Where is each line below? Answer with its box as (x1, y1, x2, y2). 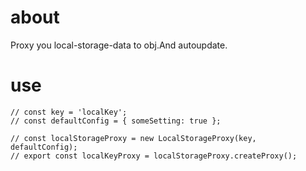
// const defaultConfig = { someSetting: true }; (10, 116, 222, 126)
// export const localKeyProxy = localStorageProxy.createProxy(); (10, 151, 298, 161)
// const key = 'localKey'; (10, 107, 128, 117)
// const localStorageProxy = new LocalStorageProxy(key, (10, 133, 257, 143)
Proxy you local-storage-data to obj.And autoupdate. (10, 39, 228, 51)
